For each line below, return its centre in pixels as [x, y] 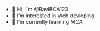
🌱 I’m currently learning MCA [47, 22]
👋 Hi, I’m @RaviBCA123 [40, 9]
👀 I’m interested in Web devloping [53, 15]
